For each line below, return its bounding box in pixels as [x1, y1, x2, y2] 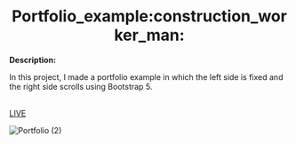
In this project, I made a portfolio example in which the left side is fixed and [9, 71, 284, 82]
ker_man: [114, 25, 185, 45]
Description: [9, 54, 56, 65]
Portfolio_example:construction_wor [12, 6, 287, 27]
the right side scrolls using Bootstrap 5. [9, 81, 153, 92]
